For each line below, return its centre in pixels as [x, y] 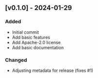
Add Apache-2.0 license [36, 42]
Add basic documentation [38, 47]
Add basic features [31, 37]
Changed [16, 60]
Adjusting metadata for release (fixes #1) [53, 70]
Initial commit [25, 32]
